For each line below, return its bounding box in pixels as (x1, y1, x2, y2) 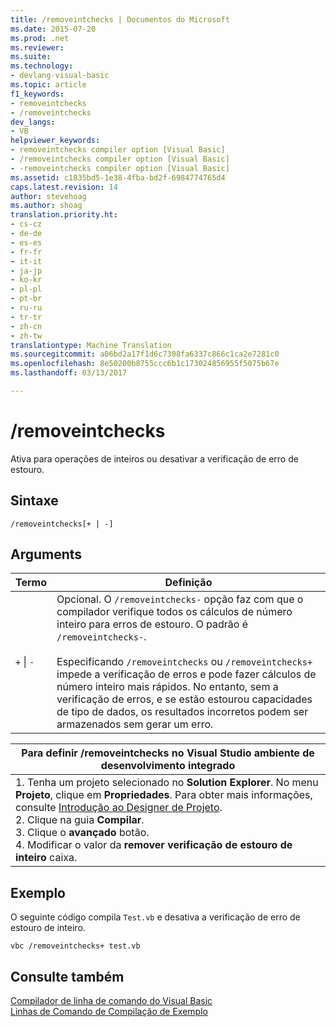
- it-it (10, 256, 43, 266)
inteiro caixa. (15, 851, 78, 865)
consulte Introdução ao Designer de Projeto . (15, 801, 223, 815)
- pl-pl (10, 284, 43, 295)
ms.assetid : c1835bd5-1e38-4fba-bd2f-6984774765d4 (10, 172, 226, 183)
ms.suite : (10, 52, 52, 62)
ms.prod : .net (10, 33, 70, 43)
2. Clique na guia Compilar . (15, 813, 145, 827)
